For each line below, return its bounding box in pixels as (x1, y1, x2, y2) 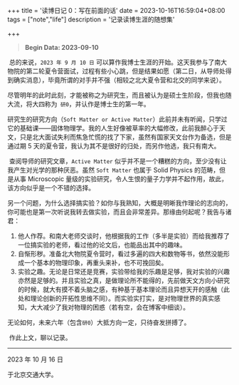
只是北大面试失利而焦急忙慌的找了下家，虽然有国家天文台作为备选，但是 (19, 133, 232, 141)
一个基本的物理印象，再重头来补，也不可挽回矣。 (23, 259, 168, 267)
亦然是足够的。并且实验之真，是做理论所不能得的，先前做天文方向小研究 (17, 277, 230, 284)
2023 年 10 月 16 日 (7, 355, 64, 364)
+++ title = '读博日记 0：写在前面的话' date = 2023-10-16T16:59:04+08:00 (7, 6, 225, 14)
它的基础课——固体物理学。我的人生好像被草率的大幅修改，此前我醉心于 (7, 124, 219, 132)
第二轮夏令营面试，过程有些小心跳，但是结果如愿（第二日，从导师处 (26, 67, 225, 75)
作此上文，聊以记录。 (9, 334, 72, 342)
